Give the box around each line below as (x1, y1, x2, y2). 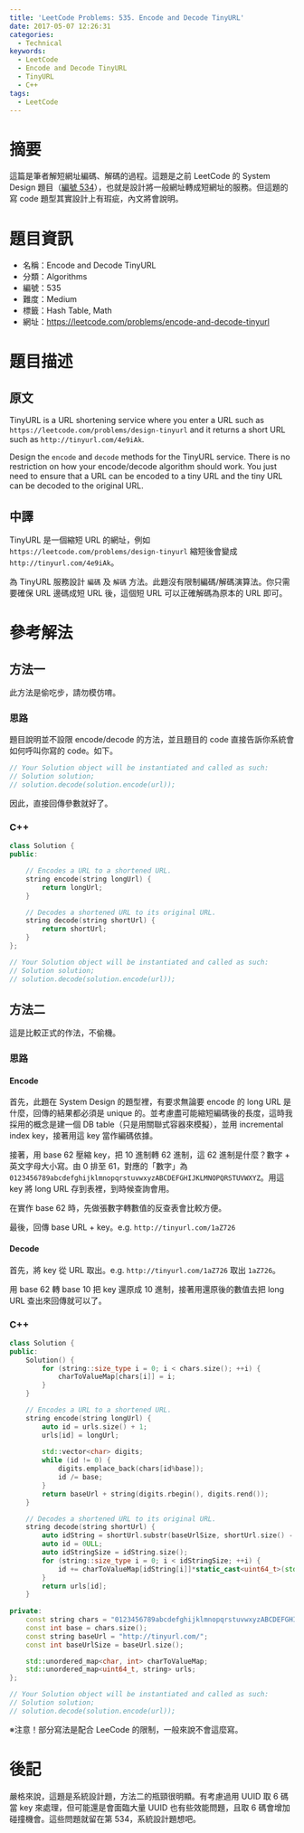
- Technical (17, 38, 63, 48)
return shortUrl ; (42, 924, 107, 934)
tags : (9, 89, 30, 98)
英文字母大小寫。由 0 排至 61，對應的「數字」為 (9, 1161, 188, 1172)
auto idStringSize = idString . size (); (42, 1548, 188, 1557)
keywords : (9, 47, 47, 56)
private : (9, 1607, 43, 1616)
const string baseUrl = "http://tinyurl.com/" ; (25, 1631, 208, 1641)
